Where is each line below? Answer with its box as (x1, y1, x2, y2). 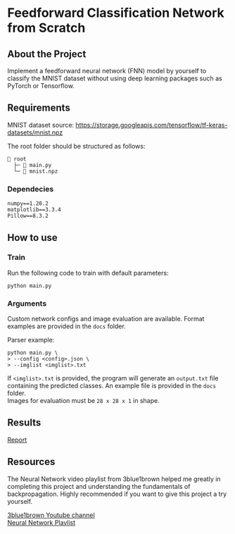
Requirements (7, 102, 70, 114)
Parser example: (7, 336, 55, 344)
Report (7, 435, 27, 444)
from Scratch (7, 20, 86, 36)
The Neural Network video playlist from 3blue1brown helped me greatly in (7, 474, 221, 483)
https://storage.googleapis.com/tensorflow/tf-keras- (75, 120, 228, 129)
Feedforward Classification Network (7, 5, 225, 21)
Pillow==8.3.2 (7, 213, 49, 220)
